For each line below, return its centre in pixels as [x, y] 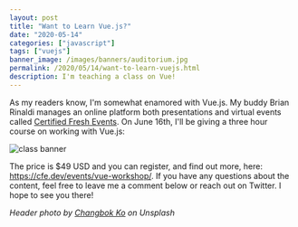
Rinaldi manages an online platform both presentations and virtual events [145, 112]
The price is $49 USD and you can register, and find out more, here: [136, 166]
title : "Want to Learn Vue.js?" [70, 26]
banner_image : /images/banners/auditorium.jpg [99, 60]
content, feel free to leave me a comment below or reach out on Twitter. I [145, 185]
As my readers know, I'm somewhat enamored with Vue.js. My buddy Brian [149, 102]
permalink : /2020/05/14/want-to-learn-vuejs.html [105, 69]
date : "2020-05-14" [46, 34]
